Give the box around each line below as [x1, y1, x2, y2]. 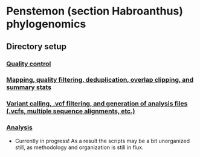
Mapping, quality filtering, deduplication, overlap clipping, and [6, 76, 194, 84]
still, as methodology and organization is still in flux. [15, 144, 144, 151]
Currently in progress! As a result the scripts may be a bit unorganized [15, 137, 190, 144]
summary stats [6, 83, 52, 92]
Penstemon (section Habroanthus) [6, 4, 183, 18]
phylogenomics [6, 17, 86, 31]
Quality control [6, 59, 51, 68]
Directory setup [6, 41, 66, 52]
